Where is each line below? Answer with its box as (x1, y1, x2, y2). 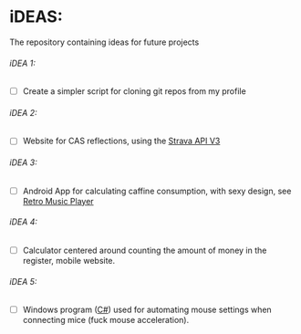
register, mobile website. (22, 256, 116, 266)
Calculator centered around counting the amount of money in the (22, 245, 267, 256)
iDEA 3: (9, 157, 38, 168)
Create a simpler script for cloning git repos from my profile (22, 86, 246, 97)
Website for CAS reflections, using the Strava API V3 (22, 135, 221, 147)
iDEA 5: (9, 276, 37, 287)
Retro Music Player (22, 195, 94, 206)
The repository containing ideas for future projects (9, 37, 200, 47)
